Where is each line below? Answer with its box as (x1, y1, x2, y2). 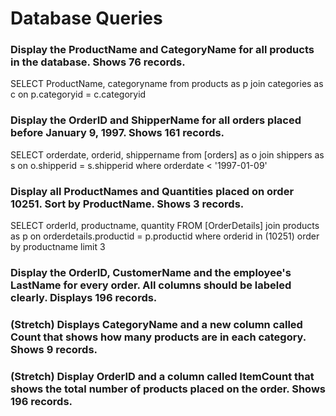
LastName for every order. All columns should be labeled (10, 278, 292, 292)
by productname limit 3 (10, 241, 106, 253)
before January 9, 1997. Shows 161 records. (10, 126, 225, 140)
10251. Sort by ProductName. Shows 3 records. (10, 197, 245, 211)
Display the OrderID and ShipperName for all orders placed (10, 113, 302, 127)
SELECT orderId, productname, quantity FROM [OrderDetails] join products (10, 220, 320, 232)
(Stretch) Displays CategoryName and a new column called (10, 317, 303, 331)
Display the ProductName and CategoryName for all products (10, 43, 315, 57)
